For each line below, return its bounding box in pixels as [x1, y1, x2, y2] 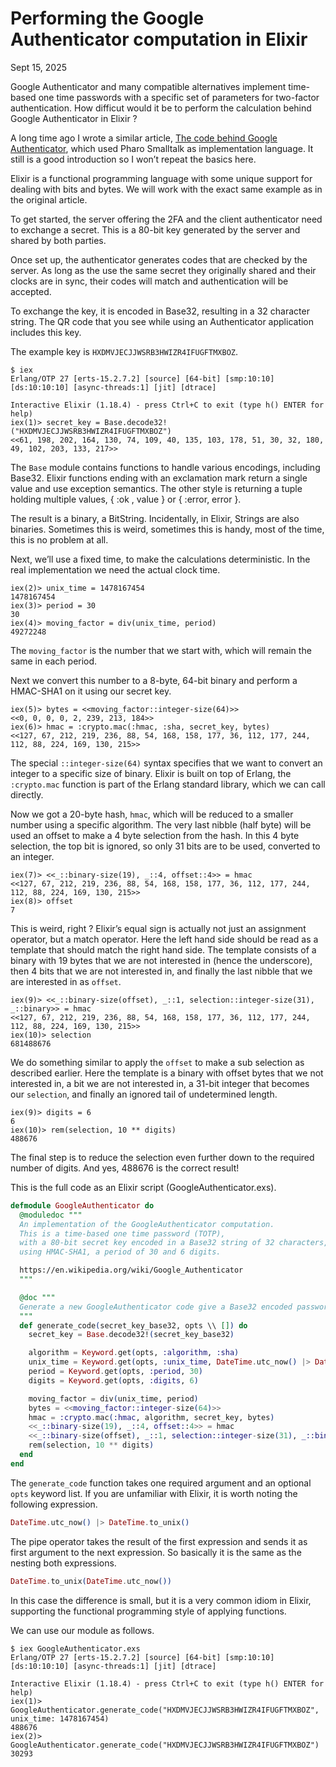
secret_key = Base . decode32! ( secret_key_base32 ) [28, 1330, 235, 1340]
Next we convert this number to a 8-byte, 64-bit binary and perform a [10, 674, 298, 686]
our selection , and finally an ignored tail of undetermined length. [10, 1088, 278, 1100]
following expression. [10, 1498, 98, 1510]
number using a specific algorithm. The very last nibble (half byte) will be [10, 818, 312, 831]
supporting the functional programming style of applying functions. [10, 1605, 287, 1617]
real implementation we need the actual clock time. [10, 563, 221, 576]
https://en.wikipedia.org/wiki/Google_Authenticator [19, 1265, 244, 1276]
